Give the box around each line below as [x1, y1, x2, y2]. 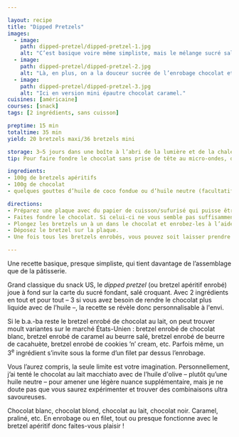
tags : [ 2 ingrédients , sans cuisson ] [7, 110, 119, 117]
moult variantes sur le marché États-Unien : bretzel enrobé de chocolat [7, 325, 216, 333]
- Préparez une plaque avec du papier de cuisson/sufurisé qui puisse [7, 207, 221, 214]
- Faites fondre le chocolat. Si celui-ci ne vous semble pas [7, 214, 196, 221]
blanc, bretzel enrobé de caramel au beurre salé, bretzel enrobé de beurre [7, 332, 225, 340]
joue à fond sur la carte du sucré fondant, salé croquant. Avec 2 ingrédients [7, 288, 229, 296]
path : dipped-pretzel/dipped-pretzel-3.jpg [20, 83, 152, 90]
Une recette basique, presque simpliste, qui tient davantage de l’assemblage [7, 259, 232, 268]
